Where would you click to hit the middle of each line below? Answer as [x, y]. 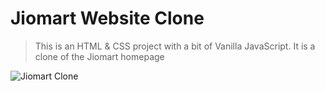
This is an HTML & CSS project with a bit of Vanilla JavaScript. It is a [175, 46]
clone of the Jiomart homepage [99, 56]
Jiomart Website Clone [107, 18]
